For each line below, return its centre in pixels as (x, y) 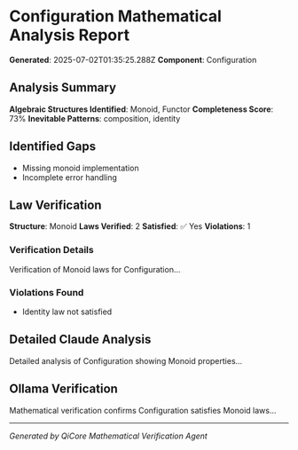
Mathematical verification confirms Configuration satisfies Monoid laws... (143, 410)
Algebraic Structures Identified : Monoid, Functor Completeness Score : (141, 109)
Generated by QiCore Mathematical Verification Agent (109, 436)
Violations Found (47, 292)
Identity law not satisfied (67, 312)
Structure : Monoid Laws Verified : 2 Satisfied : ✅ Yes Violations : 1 (130, 226)
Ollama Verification (63, 389)
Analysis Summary (63, 87)
